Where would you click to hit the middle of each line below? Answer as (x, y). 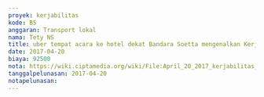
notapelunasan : (33, 81)
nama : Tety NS (31, 37)
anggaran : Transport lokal (52, 30)
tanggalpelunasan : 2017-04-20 (58, 74)
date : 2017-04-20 (37, 52)
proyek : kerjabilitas (44, 15)
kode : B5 (22, 23)
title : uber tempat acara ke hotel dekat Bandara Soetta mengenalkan (125, 45)
